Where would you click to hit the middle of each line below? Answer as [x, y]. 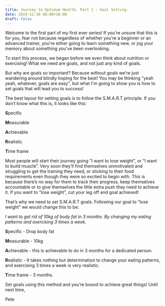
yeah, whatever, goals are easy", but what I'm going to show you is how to [80, 83]
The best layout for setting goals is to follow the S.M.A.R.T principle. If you [80, 98]
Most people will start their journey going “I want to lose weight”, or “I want [81, 161]
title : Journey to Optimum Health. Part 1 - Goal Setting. [67, 10]
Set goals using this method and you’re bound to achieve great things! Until [82, 285]
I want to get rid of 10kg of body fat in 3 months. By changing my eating [78, 217]
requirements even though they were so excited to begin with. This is [75, 177]
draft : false [18, 19]
